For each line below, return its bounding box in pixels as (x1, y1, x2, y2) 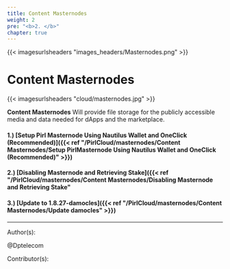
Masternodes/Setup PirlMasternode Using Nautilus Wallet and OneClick (7, 145, 217, 154)
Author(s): (7, 228, 36, 236)
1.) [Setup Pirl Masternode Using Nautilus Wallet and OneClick (7, 131, 188, 139)
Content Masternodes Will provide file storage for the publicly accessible (7, 108, 216, 117)
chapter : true (7, 29, 48, 36)
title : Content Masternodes (7, 10, 88, 17)
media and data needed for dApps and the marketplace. (7, 115, 165, 124)
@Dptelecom (7, 241, 44, 249)
